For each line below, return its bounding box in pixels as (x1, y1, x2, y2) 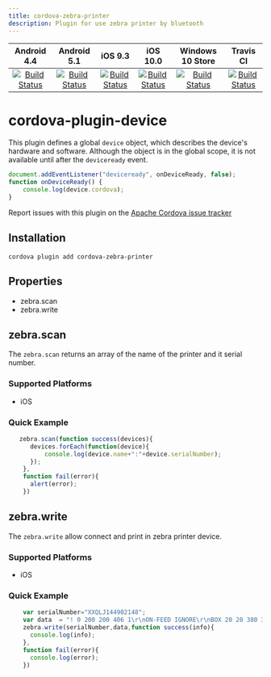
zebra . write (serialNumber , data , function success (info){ (23, 624, 215, 632)
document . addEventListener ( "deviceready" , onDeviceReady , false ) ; (8, 170, 236, 179)
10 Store (181, 55, 215, 66)
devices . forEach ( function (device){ (29, 442, 150, 451)
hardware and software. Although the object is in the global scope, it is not (8, 146, 256, 156)
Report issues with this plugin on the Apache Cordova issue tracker (8, 208, 232, 217)
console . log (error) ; (29, 654, 99, 662)
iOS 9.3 (100, 50, 131, 61)
